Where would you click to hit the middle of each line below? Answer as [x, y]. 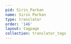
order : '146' [19, 24]
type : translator [23, 19]
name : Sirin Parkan [26, 15]
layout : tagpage [22, 29]
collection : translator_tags [36, 33]
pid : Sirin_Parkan [24, 10]
